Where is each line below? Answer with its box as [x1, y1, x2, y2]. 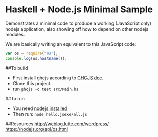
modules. [5, 31, 25, 37]
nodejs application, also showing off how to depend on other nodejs [5, 25, 149, 32]
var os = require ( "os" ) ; [5, 51, 58, 56]
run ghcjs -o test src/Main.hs [12, 86, 79, 92]
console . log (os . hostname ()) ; [5, 56, 67, 61]
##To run [5, 95, 25, 101]
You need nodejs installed [12, 105, 67, 112]
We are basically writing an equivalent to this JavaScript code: [5, 41, 137, 47]
